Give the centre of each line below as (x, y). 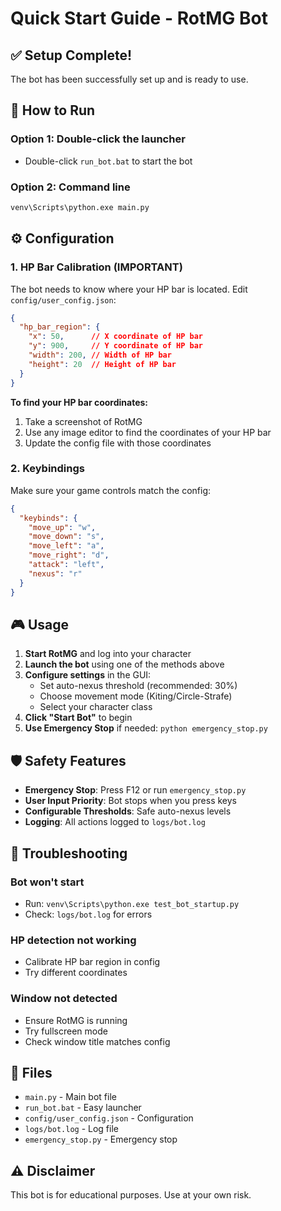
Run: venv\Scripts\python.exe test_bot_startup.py (132, 903)
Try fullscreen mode (66, 1031)
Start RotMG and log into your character (108, 654)
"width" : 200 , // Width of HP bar (100, 355)
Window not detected (64, 999)
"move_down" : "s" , (66, 537)
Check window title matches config (97, 1041)
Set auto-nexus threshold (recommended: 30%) (138, 686)
